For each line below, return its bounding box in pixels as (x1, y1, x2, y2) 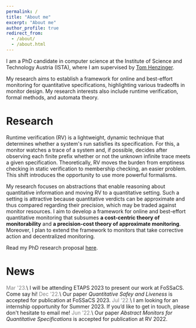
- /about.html (11, 42, 46, 48)
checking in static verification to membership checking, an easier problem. (6, 165, 187, 172)
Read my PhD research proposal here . (6, 244, 98, 251)
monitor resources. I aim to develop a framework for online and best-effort (6, 207, 186, 215)
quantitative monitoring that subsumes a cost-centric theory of (6, 214, 160, 221)
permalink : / (6, 8, 38, 15)
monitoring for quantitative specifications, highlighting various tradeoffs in (6, 81, 185, 88)
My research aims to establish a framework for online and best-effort (6, 75, 173, 82)
